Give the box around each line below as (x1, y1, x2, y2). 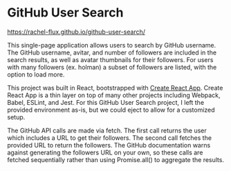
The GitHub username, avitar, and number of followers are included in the (7, 48, 216, 57)
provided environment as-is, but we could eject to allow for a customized (7, 105, 216, 114)
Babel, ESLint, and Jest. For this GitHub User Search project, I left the (7, 98, 205, 106)
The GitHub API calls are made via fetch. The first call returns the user (7, 126, 207, 134)
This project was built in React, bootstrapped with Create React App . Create (7, 83, 223, 92)
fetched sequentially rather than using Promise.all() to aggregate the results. (7, 155, 225, 163)
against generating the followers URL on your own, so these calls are (7, 148, 203, 157)
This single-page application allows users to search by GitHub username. (7, 41, 216, 49)
